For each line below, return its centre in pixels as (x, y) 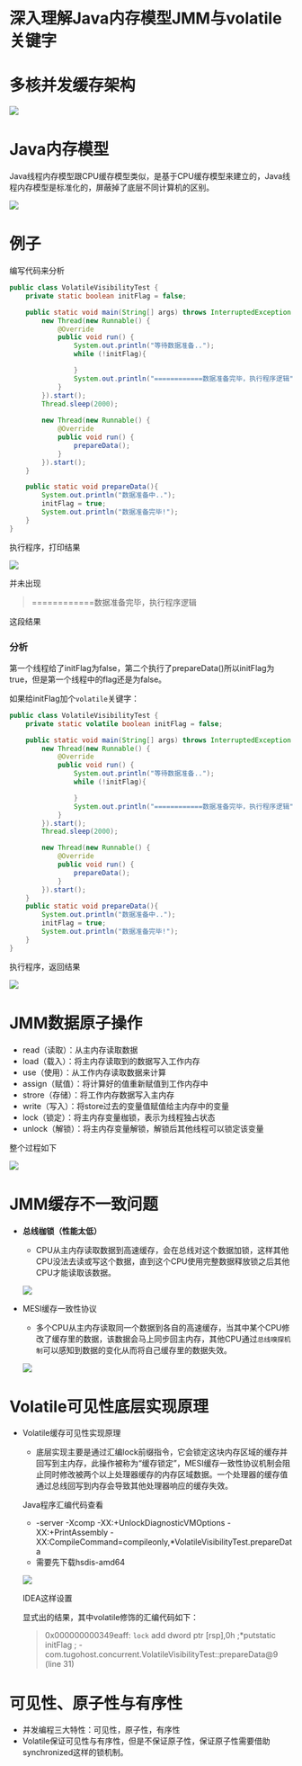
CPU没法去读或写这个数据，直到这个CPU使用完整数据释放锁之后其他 (163, 1261)
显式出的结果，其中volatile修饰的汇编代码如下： (111, 1618)
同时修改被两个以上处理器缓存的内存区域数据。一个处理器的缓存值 (166, 1475)
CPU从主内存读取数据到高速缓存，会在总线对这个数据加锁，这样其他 (162, 1250)
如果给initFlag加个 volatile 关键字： (75, 698)
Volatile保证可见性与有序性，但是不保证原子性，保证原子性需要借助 (146, 1741)
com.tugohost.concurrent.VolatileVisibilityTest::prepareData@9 (161, 1654)
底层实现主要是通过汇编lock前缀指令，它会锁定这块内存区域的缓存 (158, 1452)
